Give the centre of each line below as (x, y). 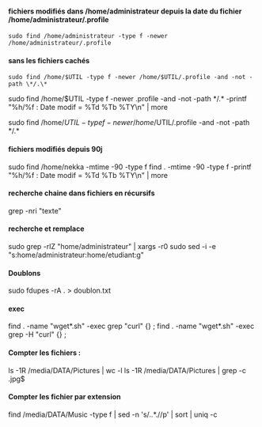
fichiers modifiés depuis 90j (55, 149)
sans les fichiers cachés (49, 60)
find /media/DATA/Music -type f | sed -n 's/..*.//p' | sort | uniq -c (113, 414)
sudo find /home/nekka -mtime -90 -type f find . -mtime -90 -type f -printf (130, 167)
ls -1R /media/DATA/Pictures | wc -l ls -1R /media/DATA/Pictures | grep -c (127, 370)
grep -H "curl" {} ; (38, 334)
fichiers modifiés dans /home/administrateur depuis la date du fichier (125, 11)
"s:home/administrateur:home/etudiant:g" (76, 255)
